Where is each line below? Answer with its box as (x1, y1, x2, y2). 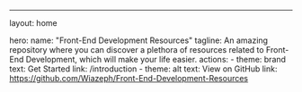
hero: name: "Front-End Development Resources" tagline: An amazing (9, 35, 268, 46)
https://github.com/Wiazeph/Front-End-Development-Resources (9, 73, 249, 83)
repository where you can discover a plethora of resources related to (9, 45, 264, 54)
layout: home (9, 18, 58, 28)
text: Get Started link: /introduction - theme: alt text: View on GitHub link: (9, 63, 278, 74)
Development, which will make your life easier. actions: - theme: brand (25, 54, 286, 64)
